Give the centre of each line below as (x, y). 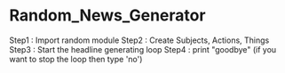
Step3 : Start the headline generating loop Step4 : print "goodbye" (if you (143, 49)
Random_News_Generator (107, 16)
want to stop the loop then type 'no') (76, 59)
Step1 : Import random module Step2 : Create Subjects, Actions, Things (139, 40)
